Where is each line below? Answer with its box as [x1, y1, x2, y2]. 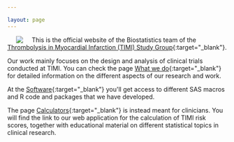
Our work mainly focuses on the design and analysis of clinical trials [7, 57, 203, 65]
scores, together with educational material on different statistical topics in [7, 120, 219, 129]
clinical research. [7, 128, 57, 136]
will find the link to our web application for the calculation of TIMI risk [7, 113, 206, 122]
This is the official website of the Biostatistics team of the [31, 36, 197, 44]
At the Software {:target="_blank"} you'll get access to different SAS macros [7, 85, 225, 93]
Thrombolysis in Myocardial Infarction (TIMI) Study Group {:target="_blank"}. [7, 43, 227, 51]
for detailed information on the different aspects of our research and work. [7, 71, 221, 80]
